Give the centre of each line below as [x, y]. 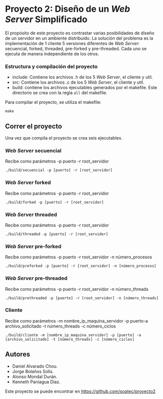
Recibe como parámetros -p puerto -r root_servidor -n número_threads [77, 289]
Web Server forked [28, 183]
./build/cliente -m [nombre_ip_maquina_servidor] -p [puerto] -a [73, 335]
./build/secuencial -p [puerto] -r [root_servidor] [59, 170]
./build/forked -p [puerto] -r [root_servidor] [55, 202]
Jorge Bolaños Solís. [33, 371]
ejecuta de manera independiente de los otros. [52, 54]
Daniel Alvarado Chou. [35, 366]
